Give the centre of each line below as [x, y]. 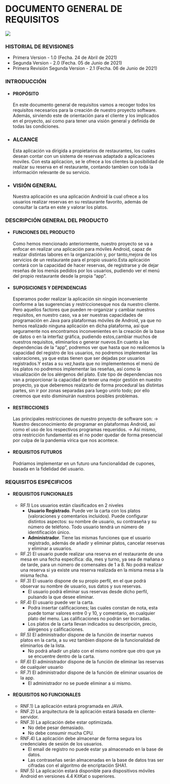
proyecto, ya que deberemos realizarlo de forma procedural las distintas [88, 385]
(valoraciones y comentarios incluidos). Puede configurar [88, 516]
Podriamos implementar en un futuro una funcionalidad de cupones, [84, 463]
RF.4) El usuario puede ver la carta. [57, 602]
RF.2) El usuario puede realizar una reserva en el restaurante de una [91, 554]
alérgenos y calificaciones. [56, 629]
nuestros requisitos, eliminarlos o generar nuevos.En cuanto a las [81, 342]
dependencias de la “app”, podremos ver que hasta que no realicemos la [89, 348]
